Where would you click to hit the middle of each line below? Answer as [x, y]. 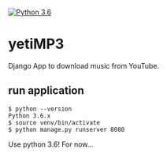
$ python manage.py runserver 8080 [67, 129]
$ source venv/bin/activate [54, 122]
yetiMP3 [36, 44]
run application [46, 91]
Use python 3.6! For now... [51, 144]
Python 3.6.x [30, 116]
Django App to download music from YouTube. [84, 65]
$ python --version [40, 109]
